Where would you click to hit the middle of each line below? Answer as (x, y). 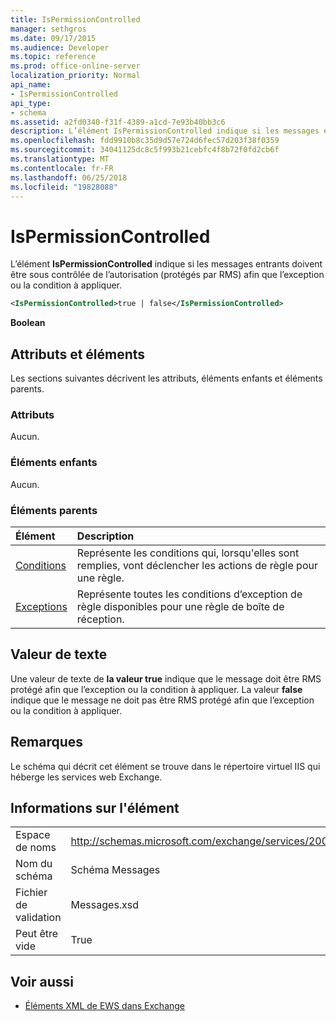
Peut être (37, 934)
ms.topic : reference (53, 57)
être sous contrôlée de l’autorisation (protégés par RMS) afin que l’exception (167, 275)
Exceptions (41, 606)
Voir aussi (42, 981)
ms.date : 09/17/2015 (53, 38)
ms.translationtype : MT (60, 159)
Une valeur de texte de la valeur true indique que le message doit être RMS (166, 678)
